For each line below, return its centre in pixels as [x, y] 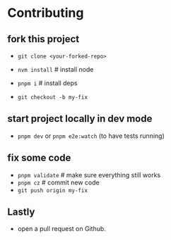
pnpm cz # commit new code [59, 182]
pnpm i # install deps [47, 83]
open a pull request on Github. [61, 229]
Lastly [21, 212]
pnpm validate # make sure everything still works [89, 175]
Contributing [46, 13]
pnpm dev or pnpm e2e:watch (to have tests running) [91, 136]
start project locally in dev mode [80, 119]
